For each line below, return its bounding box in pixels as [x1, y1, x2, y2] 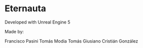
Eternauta [4, 3, 47, 14]
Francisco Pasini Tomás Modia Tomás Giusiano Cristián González [4, 38, 139, 44]
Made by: [4, 28, 24, 34]
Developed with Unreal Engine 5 [4, 19, 71, 25]
